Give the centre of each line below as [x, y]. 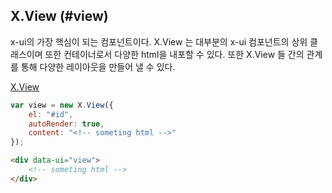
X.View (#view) [59, 16]
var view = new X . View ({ [62, 105]
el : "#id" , [51, 114]
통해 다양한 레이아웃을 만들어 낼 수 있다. [98, 66]
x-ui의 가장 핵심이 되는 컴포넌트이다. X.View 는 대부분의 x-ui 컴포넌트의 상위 [159, 41]
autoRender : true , [66, 124]
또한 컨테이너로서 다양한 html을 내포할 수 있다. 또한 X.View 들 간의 [174, 54]
